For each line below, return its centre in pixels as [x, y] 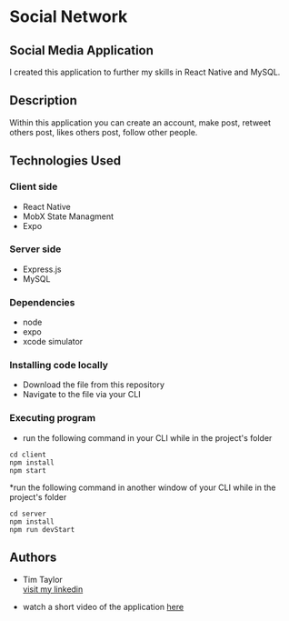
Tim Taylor [43, 579]
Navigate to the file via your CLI [81, 395]
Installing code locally [59, 366]
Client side [34, 186]
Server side [35, 249]
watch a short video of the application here [103, 606]
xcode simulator [53, 342]
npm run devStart [42, 529]
